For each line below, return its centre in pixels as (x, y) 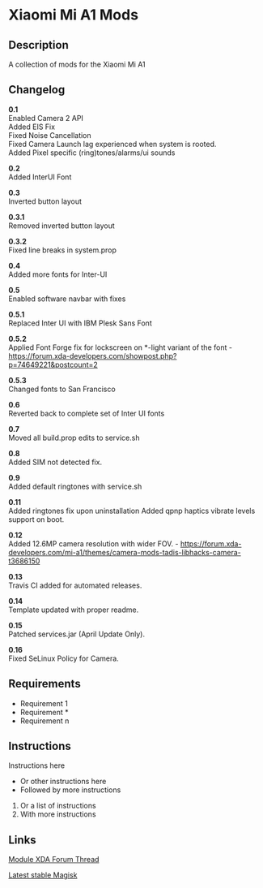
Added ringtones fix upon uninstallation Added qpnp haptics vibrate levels (132, 511)
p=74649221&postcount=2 (53, 364)
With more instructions (58, 814)
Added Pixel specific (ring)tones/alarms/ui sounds (92, 153)
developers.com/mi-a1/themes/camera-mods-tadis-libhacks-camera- (125, 552)
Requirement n (45, 721)
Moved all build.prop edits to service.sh (74, 438)
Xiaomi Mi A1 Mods (74, 15)
